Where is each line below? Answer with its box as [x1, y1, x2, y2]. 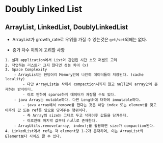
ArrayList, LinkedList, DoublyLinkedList [5, 23, 129, 31]
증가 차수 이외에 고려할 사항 [12, 47, 65, 52]
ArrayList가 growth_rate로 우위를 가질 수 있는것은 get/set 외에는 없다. [12, 37, 147, 42]
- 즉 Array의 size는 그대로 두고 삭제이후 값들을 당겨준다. [23, 113, 129, 118]
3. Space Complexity [5, 67, 48, 72]
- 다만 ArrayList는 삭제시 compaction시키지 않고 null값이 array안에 [23, 82, 153, 87]
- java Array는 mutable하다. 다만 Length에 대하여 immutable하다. [14, 97, 141, 102]
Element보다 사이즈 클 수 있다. [5, 134, 62, 139]
